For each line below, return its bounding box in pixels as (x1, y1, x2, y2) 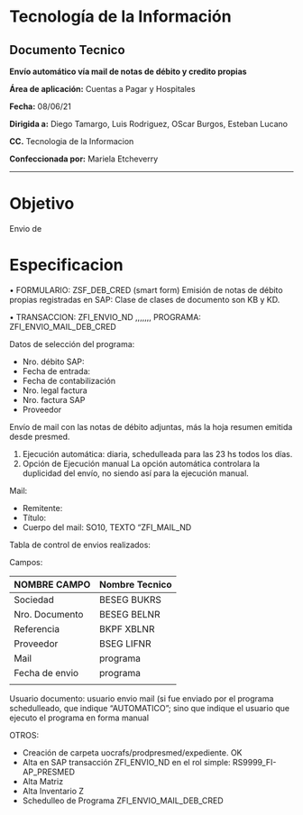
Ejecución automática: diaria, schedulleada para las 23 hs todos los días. (22, 448, 293, 459)
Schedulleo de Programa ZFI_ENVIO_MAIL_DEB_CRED (22, 795, 224, 806)
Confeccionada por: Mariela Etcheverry (9, 153, 159, 164)
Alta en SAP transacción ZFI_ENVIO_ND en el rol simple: (22, 756, 232, 767)
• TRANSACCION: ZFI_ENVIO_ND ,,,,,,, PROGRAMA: (9, 311, 201, 322)
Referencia (14, 622, 60, 635)
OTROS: (9, 729, 40, 740)
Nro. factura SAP (22, 394, 86, 405)
